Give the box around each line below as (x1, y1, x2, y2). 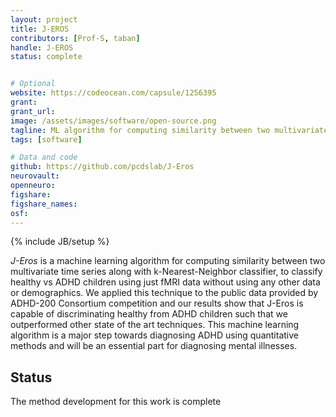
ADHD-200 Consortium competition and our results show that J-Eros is (10, 297, 304, 310)
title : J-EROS (10, 24, 70, 34)
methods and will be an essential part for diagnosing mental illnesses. (10, 340, 298, 352)
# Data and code (10, 152, 78, 163)
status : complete (10, 52, 83, 62)
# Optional (10, 79, 56, 89)
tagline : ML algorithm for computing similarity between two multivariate (10, 125, 329, 135)
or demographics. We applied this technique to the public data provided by (10, 287, 319, 299)
